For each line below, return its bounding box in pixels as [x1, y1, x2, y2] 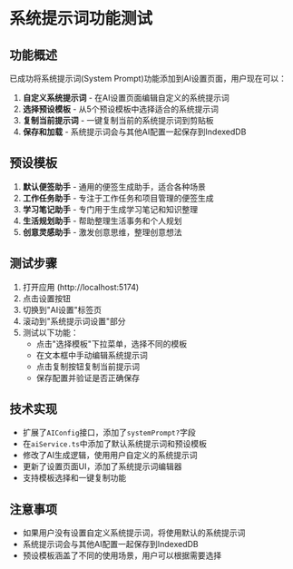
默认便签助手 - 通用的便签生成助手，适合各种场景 [22, 181, 207, 191]
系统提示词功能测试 [9, 8, 153, 29]
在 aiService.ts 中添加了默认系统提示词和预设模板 [22, 438, 207, 449]
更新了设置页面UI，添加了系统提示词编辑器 [22, 461, 182, 472]
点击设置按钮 [22, 292, 71, 304]
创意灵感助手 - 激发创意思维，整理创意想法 [22, 226, 183, 237]
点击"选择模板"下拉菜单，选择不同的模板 [35, 338, 188, 349]
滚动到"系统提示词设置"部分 [22, 315, 126, 327]
